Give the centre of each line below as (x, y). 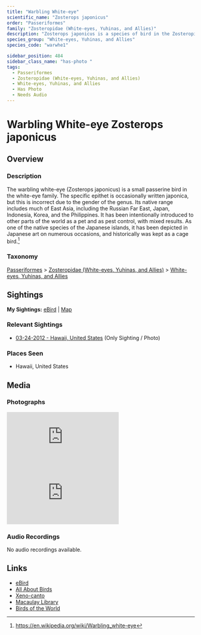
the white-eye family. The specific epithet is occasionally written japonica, (98, 196)
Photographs (26, 402)
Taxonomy (22, 257)
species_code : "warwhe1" (38, 45)
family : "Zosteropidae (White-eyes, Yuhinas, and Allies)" (82, 28)
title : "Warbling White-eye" (43, 12)
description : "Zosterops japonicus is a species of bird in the (88, 34)
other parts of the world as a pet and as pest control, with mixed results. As (99, 221)
